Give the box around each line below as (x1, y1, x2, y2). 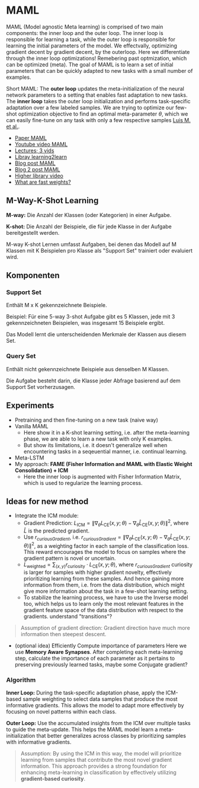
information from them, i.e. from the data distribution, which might (23, 582, 185, 589)
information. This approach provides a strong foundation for (20, 763, 167, 770)
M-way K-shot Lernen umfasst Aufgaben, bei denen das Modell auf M (6, 241, 176, 248)
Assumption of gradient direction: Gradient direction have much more (20, 624, 191, 631)
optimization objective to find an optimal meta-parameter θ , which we (18, 110, 188, 117)
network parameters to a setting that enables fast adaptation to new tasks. (6, 91, 188, 98)
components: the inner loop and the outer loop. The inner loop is (6, 29, 164, 36)
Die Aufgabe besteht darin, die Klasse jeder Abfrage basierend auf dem (6, 377, 181, 384)
